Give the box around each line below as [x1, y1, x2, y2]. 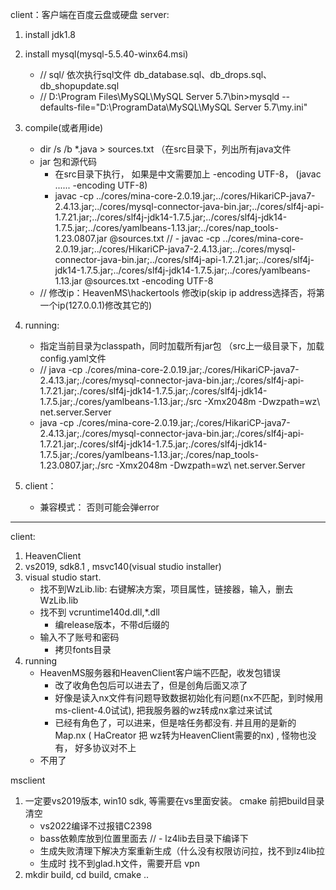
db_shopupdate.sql [39, 80, 120, 92]
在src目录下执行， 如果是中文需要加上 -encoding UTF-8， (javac [54, 168, 322, 180]
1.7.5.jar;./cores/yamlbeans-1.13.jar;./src [39, 396, 202, 407]
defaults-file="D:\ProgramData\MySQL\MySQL [39, 101, 233, 113]
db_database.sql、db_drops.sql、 [133, 69, 273, 80]
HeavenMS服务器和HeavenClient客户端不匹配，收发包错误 [39, 667, 282, 678]
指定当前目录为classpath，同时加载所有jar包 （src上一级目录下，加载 [39, 340, 325, 352]
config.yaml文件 [39, 353, 107, 364]
